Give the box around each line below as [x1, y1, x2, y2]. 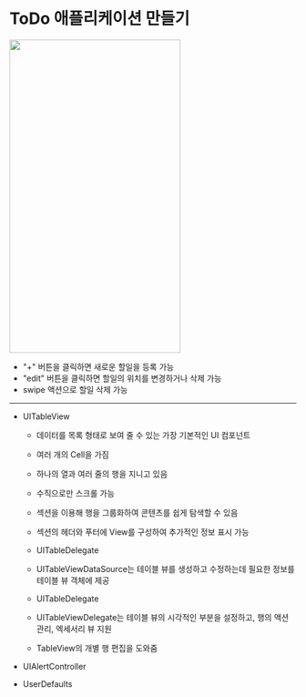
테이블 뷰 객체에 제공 [36, 575, 110, 586]
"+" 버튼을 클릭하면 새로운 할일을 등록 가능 [22, 361, 175, 372]
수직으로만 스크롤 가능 [36, 487, 116, 498]
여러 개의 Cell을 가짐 [36, 448, 109, 460]
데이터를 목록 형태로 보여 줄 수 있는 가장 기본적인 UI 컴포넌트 [36, 429, 251, 440]
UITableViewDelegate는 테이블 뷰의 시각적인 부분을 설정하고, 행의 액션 [36, 611, 290, 622]
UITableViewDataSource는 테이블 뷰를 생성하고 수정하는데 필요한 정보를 [36, 563, 295, 574]
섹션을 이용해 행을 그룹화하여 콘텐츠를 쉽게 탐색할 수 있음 [36, 507, 239, 518]
